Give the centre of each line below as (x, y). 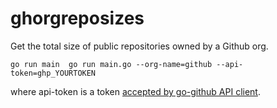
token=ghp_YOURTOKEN (53, 73)
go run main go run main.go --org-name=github (111, 64)
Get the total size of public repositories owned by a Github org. (139, 46)
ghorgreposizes (77, 18)
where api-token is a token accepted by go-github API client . (135, 91)
